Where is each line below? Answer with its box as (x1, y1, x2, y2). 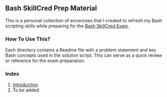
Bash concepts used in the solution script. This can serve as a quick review (5, 53, 162, 59)
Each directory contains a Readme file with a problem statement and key (5, 47, 156, 53)
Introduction (12, 82, 38, 88)
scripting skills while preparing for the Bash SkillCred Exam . (5, 23, 130, 29)
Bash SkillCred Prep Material (5, 4, 97, 13)
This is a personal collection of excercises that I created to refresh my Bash (5, 17, 162, 23)
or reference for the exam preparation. (5, 58, 86, 64)
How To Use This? (5, 35, 51, 42)
